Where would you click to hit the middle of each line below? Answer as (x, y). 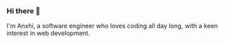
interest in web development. (48, 33)
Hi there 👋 (24, 11)
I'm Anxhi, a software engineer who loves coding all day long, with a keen (112, 26)
